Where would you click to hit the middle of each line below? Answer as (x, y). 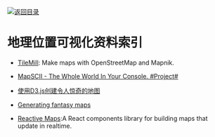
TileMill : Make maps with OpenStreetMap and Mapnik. (96, 63)
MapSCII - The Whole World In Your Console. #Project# (98, 76)
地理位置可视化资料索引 (75, 43)
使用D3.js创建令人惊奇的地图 (59, 91)
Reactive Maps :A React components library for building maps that (112, 118)
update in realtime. (45, 126)
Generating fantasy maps (54, 105)
